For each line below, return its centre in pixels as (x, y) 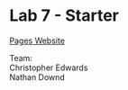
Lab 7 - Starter (64, 16)
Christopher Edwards (49, 67)
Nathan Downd (37, 76)
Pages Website (37, 40)
